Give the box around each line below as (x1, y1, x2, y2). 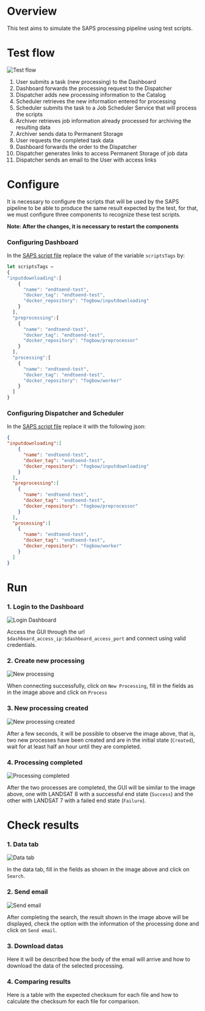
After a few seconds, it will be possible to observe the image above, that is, (7, 729, 196, 737)
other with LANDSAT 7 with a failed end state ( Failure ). (7, 797, 146, 804)
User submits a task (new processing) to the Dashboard (15, 78, 156, 85)
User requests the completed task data (15, 136, 114, 144)
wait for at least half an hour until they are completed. (7, 742, 142, 750)
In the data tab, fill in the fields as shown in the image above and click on (7, 866, 190, 873)
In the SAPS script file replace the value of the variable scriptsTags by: (7, 252, 185, 259)
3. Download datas (7, 941, 63, 950)
